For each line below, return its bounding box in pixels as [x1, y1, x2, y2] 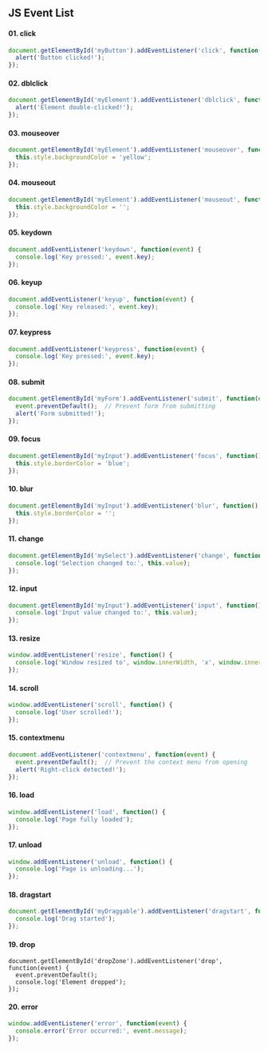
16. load [8, 790, 34, 800]
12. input [8, 583, 37, 593]
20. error [8, 1001, 38, 1012]
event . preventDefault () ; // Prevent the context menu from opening [15, 758, 248, 766]
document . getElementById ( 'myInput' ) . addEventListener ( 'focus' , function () [8, 452, 262, 460]
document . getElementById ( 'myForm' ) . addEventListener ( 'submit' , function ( [8, 395, 259, 403]
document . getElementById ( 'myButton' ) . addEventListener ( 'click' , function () [8, 46, 266, 54]
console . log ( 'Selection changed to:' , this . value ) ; [15, 559, 191, 567]
